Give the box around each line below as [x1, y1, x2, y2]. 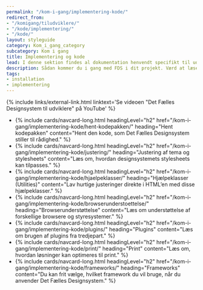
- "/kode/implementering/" [6, 25, 74, 32]
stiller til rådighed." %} [14, 136, 71, 143]
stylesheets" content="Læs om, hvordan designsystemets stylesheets [14, 155, 190, 162]
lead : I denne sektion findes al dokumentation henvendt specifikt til [6, 59, 190, 65]
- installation [6, 76, 45, 82]
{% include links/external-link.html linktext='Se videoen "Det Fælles [6, 98, 175, 106]
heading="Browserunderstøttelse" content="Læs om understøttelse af [14, 207, 191, 213]
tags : [6, 71, 20, 77]
